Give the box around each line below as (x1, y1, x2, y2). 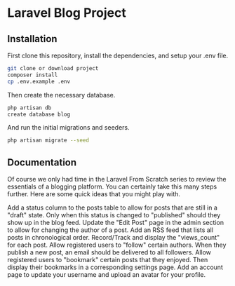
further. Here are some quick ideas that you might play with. (7, 190, 181, 198)
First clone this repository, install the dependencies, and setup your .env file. (7, 51, 229, 60)
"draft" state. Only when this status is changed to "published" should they (7, 211, 221, 219)
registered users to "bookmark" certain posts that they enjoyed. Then (7, 256, 208, 264)
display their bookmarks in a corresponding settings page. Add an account (7, 263, 223, 271)
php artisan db (7, 104, 52, 111)
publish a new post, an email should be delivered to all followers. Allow (7, 248, 212, 257)
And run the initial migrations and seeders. (7, 123, 130, 132)
